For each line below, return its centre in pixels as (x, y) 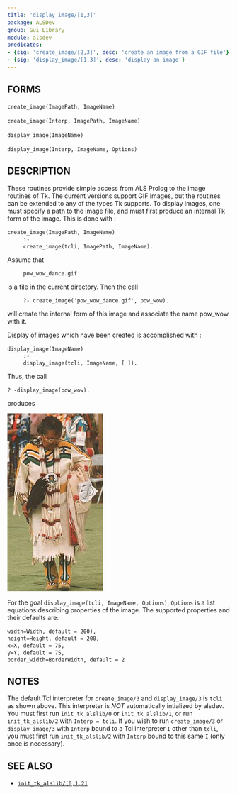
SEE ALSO (30, 766)
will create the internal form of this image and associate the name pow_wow (118, 314)
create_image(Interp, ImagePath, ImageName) (74, 121)
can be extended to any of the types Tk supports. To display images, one (114, 203)
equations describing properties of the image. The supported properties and (118, 610)
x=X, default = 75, (36, 646)
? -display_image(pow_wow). (49, 390)
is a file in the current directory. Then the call (73, 287)
